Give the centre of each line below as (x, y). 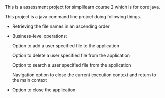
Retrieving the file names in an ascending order (61, 26)
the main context (30, 80)
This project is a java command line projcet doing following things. (73, 17)
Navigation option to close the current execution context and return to (84, 75)
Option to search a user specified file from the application (72, 65)
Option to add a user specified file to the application (66, 46)
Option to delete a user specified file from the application (71, 55)
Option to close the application (44, 90)
